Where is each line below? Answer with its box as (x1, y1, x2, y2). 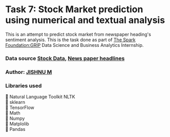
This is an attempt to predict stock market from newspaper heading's (5, 31, 151, 37)
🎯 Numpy (5, 116, 25, 122)
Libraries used (5, 82, 42, 89)
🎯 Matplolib (5, 121, 29, 127)
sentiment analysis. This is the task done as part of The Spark (5, 37, 136, 43)
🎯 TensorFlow (5, 104, 35, 111)
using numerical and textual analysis (5, 14, 165, 26)
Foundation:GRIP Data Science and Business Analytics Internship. (5, 42, 144, 48)
